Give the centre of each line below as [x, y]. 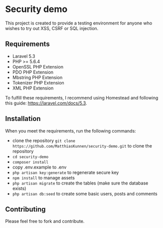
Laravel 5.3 [24, 56]
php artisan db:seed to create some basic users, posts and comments [85, 193]
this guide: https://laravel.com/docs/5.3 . [46, 103]
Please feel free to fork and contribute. [45, 221]
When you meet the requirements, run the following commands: [71, 130]
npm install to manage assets [43, 177]
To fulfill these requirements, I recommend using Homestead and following [82, 97]
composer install [30, 162]
